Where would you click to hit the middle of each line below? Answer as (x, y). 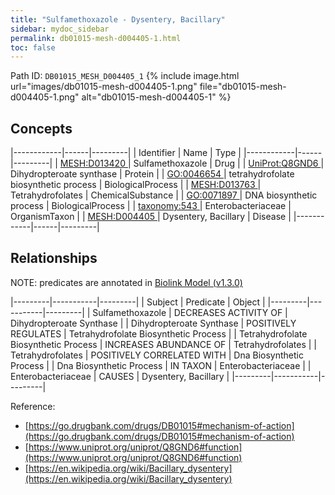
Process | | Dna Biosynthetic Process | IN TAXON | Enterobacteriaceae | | (161, 365)
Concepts (41, 128)
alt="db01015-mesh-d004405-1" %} (156, 97)
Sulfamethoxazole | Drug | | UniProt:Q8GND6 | (229, 163)
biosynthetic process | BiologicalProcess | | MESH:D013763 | (136, 185)
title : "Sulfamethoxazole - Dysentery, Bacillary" (118, 19)
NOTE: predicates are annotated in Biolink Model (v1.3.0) (126, 282)
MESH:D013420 (92, 163)
